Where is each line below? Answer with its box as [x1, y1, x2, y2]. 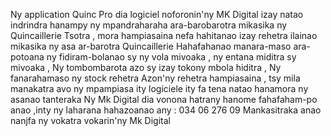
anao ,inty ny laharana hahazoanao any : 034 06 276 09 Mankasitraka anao [10, 104, 322, 116]
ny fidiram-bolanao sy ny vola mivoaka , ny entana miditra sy [46, 51, 297, 63]
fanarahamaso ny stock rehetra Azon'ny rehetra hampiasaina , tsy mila [10, 72, 301, 84]
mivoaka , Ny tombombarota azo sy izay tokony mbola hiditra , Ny [10, 62, 282, 73]
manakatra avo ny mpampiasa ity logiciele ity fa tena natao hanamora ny [10, 83, 309, 94]
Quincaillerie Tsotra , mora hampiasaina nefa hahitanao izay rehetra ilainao [10, 30, 318, 41]
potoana [10, 51, 45, 63]
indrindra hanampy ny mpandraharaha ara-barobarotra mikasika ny [10, 19, 288, 31]
